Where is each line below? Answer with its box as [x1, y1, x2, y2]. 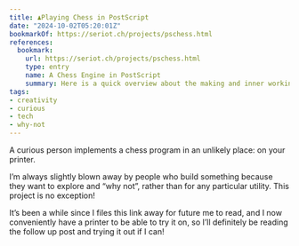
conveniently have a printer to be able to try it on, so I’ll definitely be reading [9, 217, 288, 227]
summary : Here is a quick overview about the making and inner [25, 79, 265, 88]
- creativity [9, 95, 58, 105]
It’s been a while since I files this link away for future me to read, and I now [9, 208, 283, 218]
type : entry [25, 63, 69, 72]
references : [9, 37, 53, 47]
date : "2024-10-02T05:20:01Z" [9, 21, 122, 30]
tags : [9, 87, 29, 96]
